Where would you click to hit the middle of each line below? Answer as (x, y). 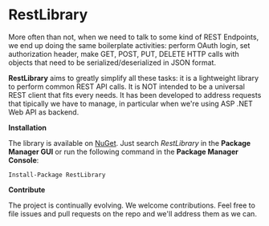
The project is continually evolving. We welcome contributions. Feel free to (132, 205)
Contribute (27, 189)
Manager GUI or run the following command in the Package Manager (123, 151)
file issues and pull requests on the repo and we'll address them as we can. (132, 213)
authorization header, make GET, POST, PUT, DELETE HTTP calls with (124, 54)
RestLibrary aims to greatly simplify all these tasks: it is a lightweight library (134, 78)
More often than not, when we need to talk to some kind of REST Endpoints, (134, 37)
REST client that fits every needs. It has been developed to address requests (135, 95)
